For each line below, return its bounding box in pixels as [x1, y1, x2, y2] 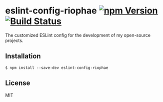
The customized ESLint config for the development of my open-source [5, 32, 151, 38]
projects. [5, 37, 23, 43]
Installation [5, 52, 41, 60]
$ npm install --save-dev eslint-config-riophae [5, 65, 108, 70]
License [5, 79, 30, 87]
